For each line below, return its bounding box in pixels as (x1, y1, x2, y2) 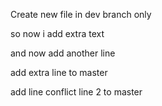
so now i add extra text (10, 28, 105, 39)
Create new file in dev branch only (10, 9, 152, 20)
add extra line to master (10, 67, 108, 78)
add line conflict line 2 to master (10, 86, 143, 98)
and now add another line (10, 47, 116, 59)
